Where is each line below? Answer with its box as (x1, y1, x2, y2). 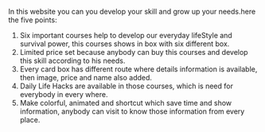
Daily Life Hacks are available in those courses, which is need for (19, 81, 233, 91)
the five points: (8, 15, 57, 25)
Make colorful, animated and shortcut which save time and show (19, 99, 232, 107)
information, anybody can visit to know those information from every (19, 107, 245, 116)
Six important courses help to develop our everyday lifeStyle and (19, 31, 232, 40)
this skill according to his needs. (19, 56, 126, 65)
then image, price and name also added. (19, 73, 153, 82)
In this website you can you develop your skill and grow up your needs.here (8, 7, 256, 16)
